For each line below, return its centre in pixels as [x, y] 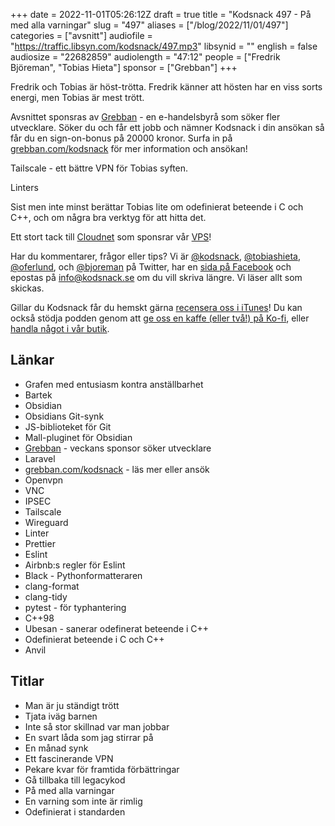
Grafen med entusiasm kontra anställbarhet [114, 384]
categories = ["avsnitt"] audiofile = [81, 35]
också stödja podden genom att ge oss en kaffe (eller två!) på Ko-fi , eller [160, 318]
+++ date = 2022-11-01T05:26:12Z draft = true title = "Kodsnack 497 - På [161, 14]
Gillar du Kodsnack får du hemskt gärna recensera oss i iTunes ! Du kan [156, 307]
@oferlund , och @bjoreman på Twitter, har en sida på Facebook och [151, 267]
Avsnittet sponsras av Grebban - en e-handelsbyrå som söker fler [145, 117]
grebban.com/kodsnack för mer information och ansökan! [129, 148]
